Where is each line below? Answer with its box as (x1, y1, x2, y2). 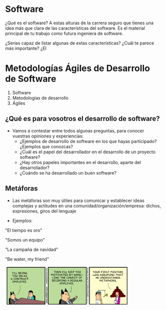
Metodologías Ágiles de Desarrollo (5, 63, 150, 74)
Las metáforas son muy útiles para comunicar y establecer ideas (12, 197, 145, 203)
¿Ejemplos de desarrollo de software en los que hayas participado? (19, 138, 157, 144)
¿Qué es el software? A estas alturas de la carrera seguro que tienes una (5, 20, 154, 26)
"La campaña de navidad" (5, 247, 58, 252)
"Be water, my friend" (5, 256, 50, 262)
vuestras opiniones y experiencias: (12, 133, 84, 139)
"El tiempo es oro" (5, 227, 43, 233)
